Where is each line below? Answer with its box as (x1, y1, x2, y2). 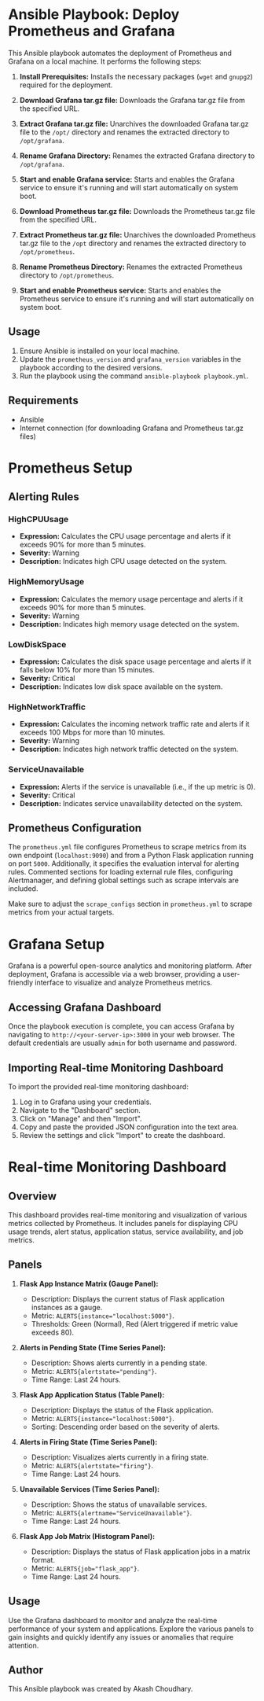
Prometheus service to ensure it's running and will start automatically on (19, 293, 254, 304)
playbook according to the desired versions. (19, 363, 163, 372)
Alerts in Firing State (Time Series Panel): (19, 1437, 158, 1446)
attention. (8, 1640, 39, 1650)
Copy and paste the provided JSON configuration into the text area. (19, 1122, 239, 1132)
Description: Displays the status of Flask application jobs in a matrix (31, 1547, 251, 1556)
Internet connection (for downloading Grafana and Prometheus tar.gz (19, 423, 244, 433)
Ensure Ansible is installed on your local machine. (19, 346, 181, 355)
